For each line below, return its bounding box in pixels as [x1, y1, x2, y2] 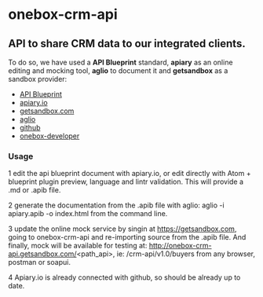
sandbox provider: [8, 75, 68, 83]
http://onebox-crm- [148, 241, 212, 251]
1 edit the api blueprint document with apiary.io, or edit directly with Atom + [8, 169, 251, 178]
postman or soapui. [8, 258, 71, 267]
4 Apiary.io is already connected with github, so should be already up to [8, 273, 241, 282]
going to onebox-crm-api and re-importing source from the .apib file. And [8, 233, 247, 242]
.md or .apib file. [8, 185, 61, 195]
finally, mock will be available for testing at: [8, 241, 148, 251]
